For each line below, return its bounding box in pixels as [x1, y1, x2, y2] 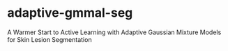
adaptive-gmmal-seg [7, 5, 133, 21]
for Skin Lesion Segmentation [7, 35, 92, 43]
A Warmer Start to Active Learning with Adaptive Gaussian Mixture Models [7, 28, 222, 36]
